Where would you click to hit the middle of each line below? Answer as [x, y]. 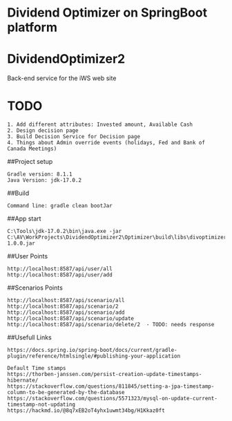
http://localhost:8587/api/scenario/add [66, 312]
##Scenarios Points [35, 288]
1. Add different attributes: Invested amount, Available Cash [100, 125]
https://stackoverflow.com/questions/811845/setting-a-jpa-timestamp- [111, 386]
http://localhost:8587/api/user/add [60, 275]
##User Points [28, 256]
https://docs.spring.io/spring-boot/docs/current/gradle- [92, 350]
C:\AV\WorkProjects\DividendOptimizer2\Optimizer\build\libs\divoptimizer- [118, 237]
